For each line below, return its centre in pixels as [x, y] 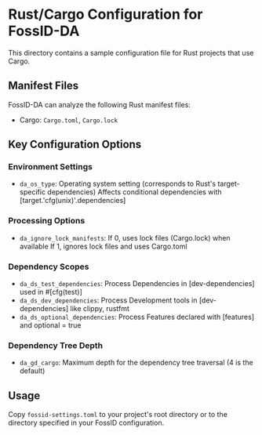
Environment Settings [50, 167]
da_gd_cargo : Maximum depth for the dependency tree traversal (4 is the [136, 363]
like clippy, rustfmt [100, 309]
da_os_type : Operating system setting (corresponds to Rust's [118, 184]
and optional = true [50, 325]
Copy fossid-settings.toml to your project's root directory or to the [118, 415]
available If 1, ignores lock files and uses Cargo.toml [103, 246]
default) [32, 371]
